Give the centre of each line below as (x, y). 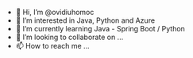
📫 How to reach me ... (52, 46)
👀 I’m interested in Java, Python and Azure (85, 20)
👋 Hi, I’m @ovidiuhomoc (55, 12)
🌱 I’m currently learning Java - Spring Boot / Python (100, 29)
